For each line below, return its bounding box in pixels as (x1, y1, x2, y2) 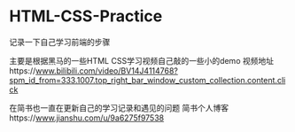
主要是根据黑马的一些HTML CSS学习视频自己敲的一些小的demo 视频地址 (9, 55, 275, 66)
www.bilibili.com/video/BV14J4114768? (35, 65, 179, 76)
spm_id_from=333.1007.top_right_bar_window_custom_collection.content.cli (9, 74, 286, 85)
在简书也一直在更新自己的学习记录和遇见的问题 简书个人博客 (9, 102, 229, 113)
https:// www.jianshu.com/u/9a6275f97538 (9, 113, 165, 123)
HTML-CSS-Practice (9, 6, 163, 27)
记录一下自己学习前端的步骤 (9, 36, 111, 47)
